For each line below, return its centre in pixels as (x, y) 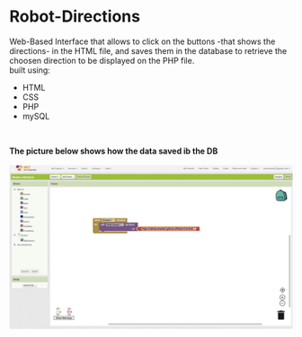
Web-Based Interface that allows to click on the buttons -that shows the (142, 41)
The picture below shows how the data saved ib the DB (114, 151)
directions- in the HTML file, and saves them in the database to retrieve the (148, 50)
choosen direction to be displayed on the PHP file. (102, 60)
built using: (30, 70)
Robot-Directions (75, 17)
